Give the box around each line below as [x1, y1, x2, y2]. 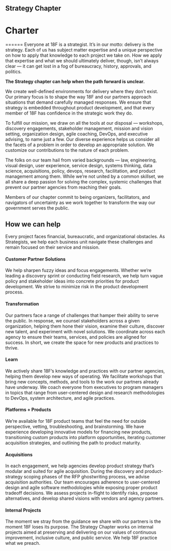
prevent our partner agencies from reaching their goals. [5, 184, 122, 191]
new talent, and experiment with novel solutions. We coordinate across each [5, 328, 165, 334]
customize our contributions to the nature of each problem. [5, 147, 129, 153]
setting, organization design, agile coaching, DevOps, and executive [5, 131, 148, 137]
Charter [5, 25, 39, 36]
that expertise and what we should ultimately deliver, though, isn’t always [5, 58, 159, 64]
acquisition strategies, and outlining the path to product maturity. [5, 440, 141, 446]
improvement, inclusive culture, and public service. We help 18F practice [5, 535, 158, 541]
